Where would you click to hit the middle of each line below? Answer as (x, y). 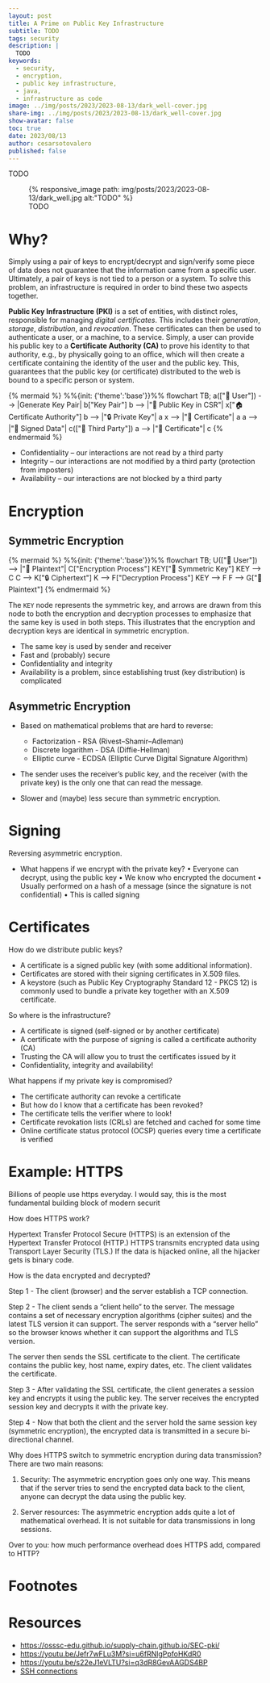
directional (26, 1439)
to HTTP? (24, 1553)
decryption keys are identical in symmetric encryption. (99, 631)
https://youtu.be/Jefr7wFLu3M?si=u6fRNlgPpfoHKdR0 (110, 1654)
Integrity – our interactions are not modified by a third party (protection (137, 462)
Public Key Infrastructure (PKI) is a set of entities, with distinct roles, (123, 312)
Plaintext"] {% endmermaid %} (60, 589)
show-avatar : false (41, 121)
